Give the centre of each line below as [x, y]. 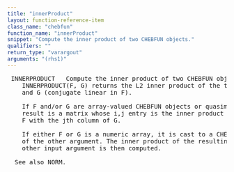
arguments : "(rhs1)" [37, 59]
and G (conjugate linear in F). [77, 92]
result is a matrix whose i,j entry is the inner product [123, 113]
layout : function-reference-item [56, 20]
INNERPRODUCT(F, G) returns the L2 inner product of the [121, 85]
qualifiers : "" [29, 46]
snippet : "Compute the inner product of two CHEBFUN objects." [101, 40]
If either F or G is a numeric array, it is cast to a [118, 134]
